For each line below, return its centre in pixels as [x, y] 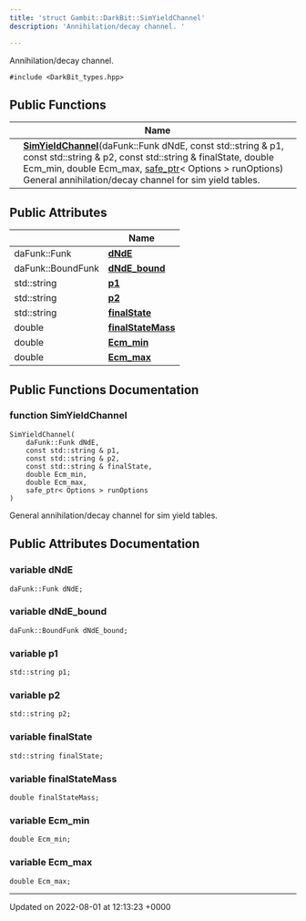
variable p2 [35, 696]
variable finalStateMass [63, 779]
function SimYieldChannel [68, 416]
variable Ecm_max [51, 863]
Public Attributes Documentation [105, 544]
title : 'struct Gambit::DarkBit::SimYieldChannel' [107, 18]
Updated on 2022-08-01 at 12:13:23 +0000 [90, 906]
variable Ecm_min [50, 820]
